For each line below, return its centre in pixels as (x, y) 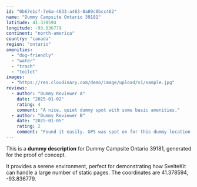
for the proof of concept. (36, 155)
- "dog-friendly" (33, 55)
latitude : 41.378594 (31, 22)
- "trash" (23, 66)
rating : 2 (29, 126)
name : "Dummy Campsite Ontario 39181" (54, 17)
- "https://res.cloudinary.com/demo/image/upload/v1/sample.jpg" (93, 83)
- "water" (23, 61)
